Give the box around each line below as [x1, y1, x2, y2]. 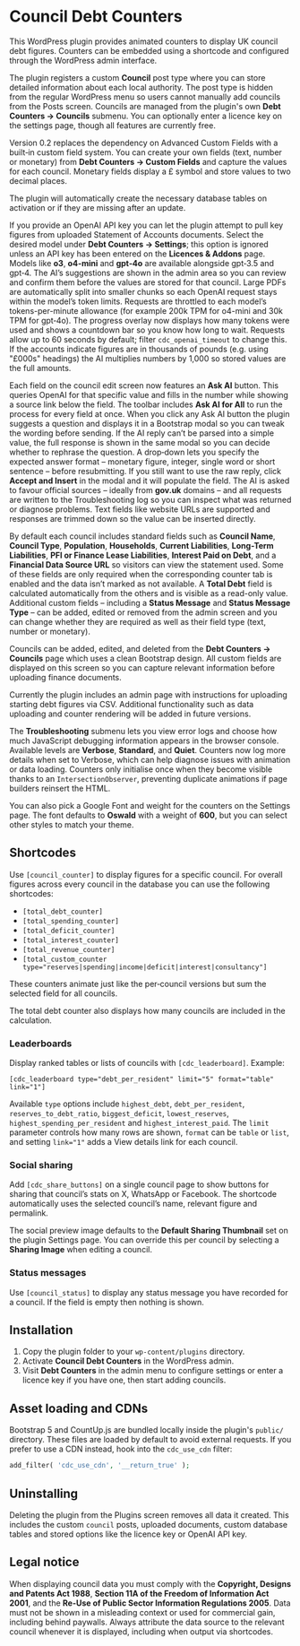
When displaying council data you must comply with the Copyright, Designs [9, 1578, 292, 1589]
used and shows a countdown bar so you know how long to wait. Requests [9, 325, 285, 335]
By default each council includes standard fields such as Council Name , [9, 531, 276, 541]
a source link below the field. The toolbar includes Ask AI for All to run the [9, 399, 283, 410]
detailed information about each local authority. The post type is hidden [9, 82, 273, 92]
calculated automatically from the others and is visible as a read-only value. [9, 587, 288, 598]
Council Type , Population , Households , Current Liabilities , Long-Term [9, 540, 275, 550]
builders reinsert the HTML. [9, 783, 111, 793]
